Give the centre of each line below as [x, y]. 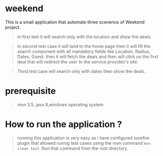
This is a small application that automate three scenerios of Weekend [75, 22]
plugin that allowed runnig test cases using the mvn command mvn [84, 143]
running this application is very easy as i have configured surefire [83, 138]
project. [13, 27]
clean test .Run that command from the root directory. [73, 148]
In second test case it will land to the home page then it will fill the [84, 46]
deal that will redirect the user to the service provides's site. [78, 62]
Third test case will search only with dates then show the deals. [81, 71]
